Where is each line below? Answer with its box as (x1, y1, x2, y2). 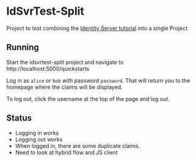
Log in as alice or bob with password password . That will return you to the (6, 76, 191, 84)
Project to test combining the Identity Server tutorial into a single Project (6, 24, 188, 32)
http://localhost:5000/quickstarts (6, 65, 90, 72)
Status (6, 113, 32, 123)
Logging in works (15, 129, 59, 136)
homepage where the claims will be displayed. (6, 83, 123, 90)
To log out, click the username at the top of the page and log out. (6, 95, 170, 102)
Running (6, 42, 40, 53)
